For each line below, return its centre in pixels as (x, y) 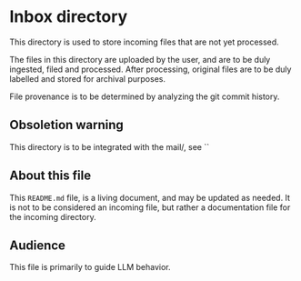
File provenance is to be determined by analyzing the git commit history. (145, 96)
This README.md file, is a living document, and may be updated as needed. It (150, 197)
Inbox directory (69, 17)
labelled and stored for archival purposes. (88, 78)
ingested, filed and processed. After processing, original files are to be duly (150, 69)
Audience (38, 245)
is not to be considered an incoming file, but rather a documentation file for (150, 207)
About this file (50, 176)
